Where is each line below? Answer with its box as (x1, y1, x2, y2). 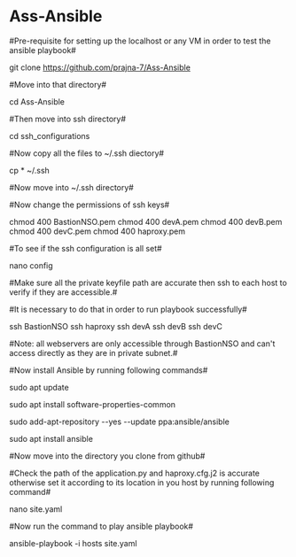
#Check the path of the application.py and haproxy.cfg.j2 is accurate (9, 468, 260, 478)
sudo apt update (9, 382, 69, 392)
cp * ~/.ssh (9, 165, 51, 175)
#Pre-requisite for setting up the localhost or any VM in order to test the (9, 35, 271, 46)
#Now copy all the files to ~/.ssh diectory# (9, 148, 165, 159)
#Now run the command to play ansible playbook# (9, 521, 193, 531)
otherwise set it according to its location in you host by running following (9, 476, 275, 488)
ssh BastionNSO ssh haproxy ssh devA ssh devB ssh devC (9, 321, 223, 331)
